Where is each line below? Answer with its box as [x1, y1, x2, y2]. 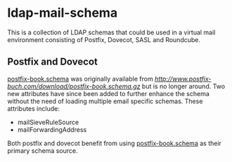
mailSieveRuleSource [17, 118, 79, 126]
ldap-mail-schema [7, 5, 118, 21]
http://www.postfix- [154, 74, 212, 83]
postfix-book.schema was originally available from [7, 74, 153, 83]
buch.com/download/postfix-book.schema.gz [7, 82, 141, 90]
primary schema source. [7, 146, 78, 155]
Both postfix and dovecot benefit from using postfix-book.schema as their [7, 139, 221, 147]
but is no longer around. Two [141, 82, 226, 90]
